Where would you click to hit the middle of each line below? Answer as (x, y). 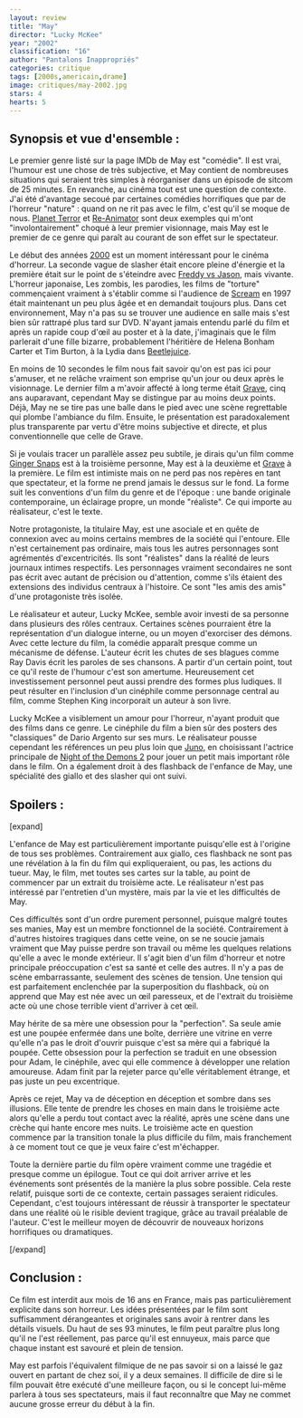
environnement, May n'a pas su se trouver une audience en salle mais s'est (150, 313)
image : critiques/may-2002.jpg (68, 85)
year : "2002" (34, 43)
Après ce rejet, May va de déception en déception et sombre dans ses (140, 1099)
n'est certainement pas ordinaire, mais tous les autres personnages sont (144, 548)
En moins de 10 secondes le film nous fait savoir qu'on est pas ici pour (140, 369)
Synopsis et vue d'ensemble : (95, 138)
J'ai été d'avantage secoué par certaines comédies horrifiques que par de (148, 199)
